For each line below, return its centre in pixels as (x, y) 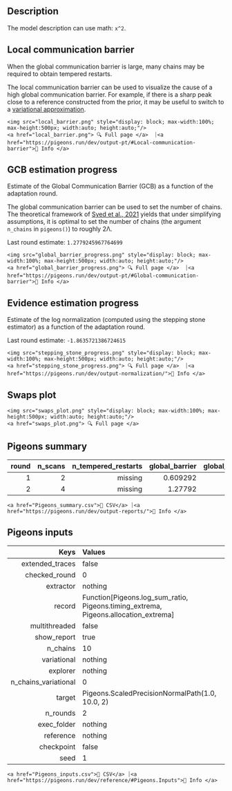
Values (94, 552)
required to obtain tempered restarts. (60, 74)
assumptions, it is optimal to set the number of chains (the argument (104, 222)
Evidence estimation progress (73, 303)
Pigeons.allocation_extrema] (128, 614)
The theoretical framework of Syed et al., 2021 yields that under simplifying (114, 214)
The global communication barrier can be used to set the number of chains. (115, 207)
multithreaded (53, 626)
